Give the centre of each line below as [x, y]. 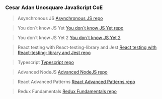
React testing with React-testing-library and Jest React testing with [87, 47]
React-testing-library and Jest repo [54, 53]
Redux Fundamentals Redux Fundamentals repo [67, 91]
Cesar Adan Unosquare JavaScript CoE [54, 7]
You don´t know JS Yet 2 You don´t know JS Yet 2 [69, 38]
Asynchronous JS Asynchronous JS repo [60, 18]
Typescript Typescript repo [46, 62]
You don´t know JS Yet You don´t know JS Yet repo [70, 28]
